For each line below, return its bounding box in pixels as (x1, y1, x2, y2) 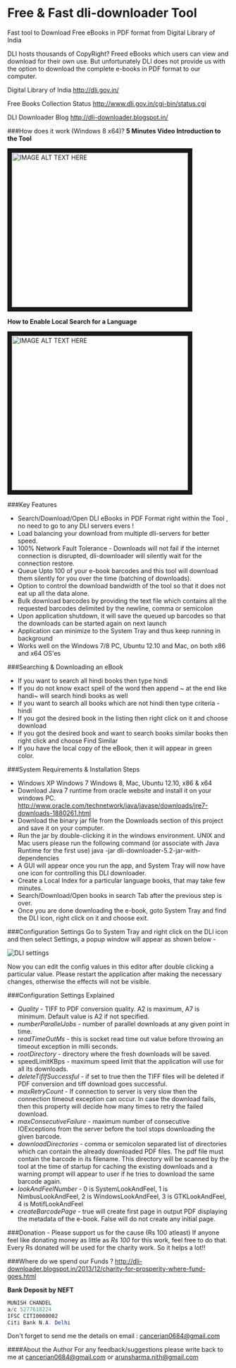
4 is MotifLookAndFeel (17, 1199, 84, 1208)
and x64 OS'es (17, 649, 61, 657)
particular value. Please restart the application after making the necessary (7, 969, 222, 978)
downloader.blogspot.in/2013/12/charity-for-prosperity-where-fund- (7, 1264, 206, 1273)
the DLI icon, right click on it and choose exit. (17, 913, 149, 922)
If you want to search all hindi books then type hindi (17, 676, 168, 685)
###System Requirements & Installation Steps (7, 764, 140, 774)
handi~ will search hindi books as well (17, 691, 128, 700)
